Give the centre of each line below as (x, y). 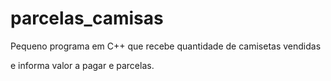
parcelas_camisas (87, 18)
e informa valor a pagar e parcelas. (82, 65)
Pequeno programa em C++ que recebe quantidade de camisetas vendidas (166, 46)
